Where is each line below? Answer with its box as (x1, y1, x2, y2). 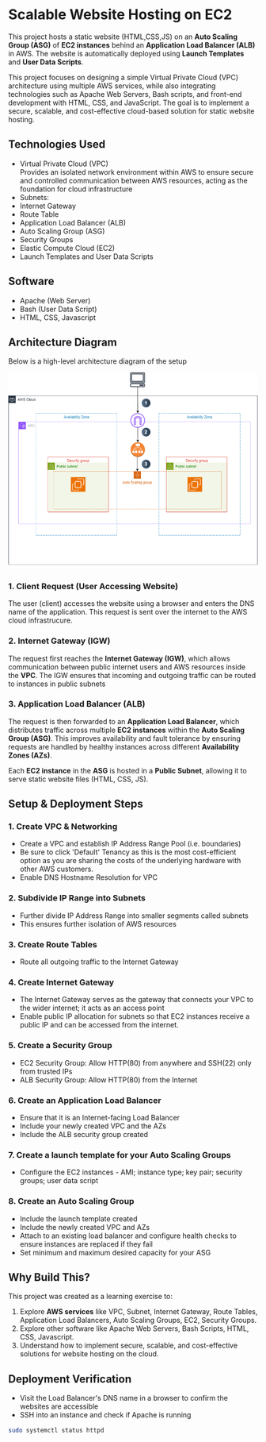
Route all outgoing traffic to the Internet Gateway (19, 957, 179, 966)
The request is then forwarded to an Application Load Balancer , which (8, 716, 240, 726)
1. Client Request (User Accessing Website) (8, 580, 179, 592)
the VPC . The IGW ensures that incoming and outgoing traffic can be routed (8, 670, 256, 680)
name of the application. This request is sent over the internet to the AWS (8, 607, 248, 617)
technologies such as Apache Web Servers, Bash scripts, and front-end (8, 89, 242, 98)
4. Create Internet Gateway (8, 977, 115, 988)
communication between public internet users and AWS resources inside (8, 661, 246, 672)
